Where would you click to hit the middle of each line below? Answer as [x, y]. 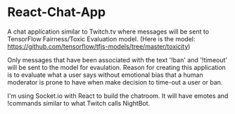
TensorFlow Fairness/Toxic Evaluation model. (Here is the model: [101, 38]
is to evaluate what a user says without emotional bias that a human [105, 75]
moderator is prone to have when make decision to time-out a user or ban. [115, 82]
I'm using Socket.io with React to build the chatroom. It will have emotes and [118, 96]
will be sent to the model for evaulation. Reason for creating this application [117, 67]
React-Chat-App [57, 12]
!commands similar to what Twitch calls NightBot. [79, 103]
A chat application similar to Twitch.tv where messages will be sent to [108, 31]
